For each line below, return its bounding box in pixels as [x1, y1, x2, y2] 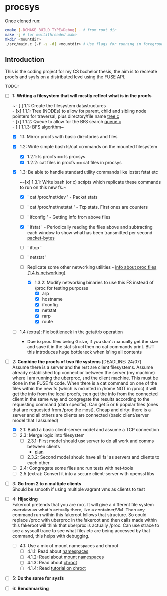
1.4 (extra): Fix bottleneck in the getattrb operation [19, 329, 123, 335]
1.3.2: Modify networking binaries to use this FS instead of [34, 280, 154, 286]
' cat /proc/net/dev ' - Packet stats [27, 194, 98, 200]
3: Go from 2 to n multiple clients [12, 481, 81, 486]
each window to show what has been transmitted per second [27, 229, 153, 235]
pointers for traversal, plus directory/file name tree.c [12, 113, 119, 119]
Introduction [5, 55, 45, 64]
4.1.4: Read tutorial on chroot [27, 565, 86, 571]
